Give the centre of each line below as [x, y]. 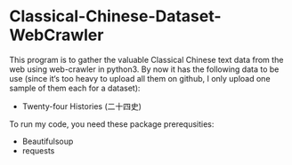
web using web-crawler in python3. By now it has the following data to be [144, 69]
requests [38, 150]
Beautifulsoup [48, 141]
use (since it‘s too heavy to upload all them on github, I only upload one [140, 78]
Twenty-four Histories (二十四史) [82, 106]
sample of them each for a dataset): [75, 88]
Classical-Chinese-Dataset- [115, 16]
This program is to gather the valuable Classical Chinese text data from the [146, 59]
